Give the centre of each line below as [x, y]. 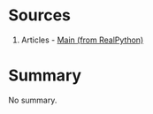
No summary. [33, 100]
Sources [40, 15]
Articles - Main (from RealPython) [82, 40]
